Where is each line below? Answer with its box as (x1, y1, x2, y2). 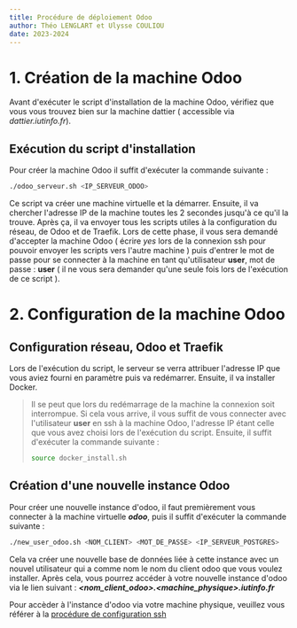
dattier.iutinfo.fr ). (9, 116, 72, 127)
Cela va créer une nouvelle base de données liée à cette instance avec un (9, 554, 279, 564)
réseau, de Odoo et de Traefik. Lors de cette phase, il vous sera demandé (9, 227, 278, 236)
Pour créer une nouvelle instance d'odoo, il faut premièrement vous (9, 501, 255, 512)
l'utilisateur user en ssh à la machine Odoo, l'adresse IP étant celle (30, 418, 275, 428)
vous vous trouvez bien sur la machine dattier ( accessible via (9, 106, 235, 117)
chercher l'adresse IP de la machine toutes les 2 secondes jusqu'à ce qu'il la (9, 207, 289, 218)
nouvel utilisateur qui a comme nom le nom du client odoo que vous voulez (9, 563, 283, 574)
